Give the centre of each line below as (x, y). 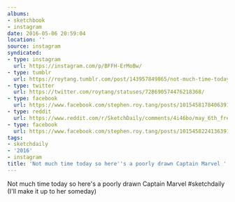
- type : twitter (31, 86)
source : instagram (34, 46)
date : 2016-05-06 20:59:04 (47, 33)
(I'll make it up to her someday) (52, 191)
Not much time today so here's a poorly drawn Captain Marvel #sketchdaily (116, 184)
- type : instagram (34, 60)
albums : (19, 14)
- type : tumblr (29, 72)
